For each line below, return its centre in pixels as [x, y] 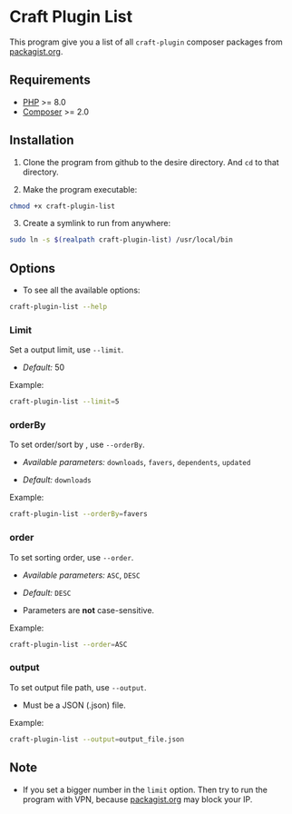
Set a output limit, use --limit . [67, 350]
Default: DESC [47, 592]
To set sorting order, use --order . [72, 557]
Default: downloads [57, 480]
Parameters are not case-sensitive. [88, 610]
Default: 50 [44, 367]
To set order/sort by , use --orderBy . [77, 445]
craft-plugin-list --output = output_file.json [97, 739]
